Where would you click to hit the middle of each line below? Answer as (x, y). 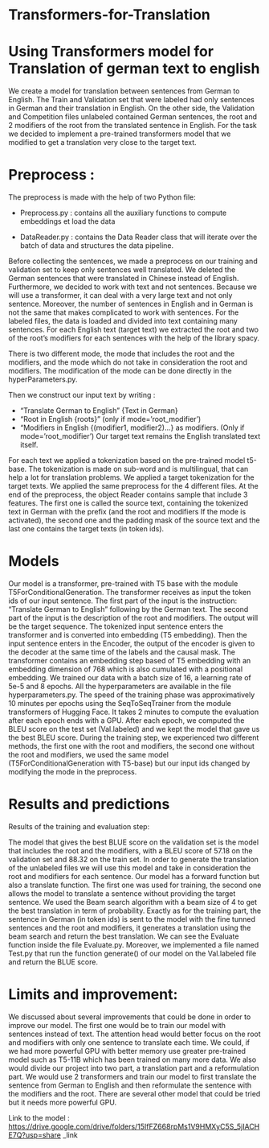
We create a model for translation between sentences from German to (124, 91)
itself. (29, 445)
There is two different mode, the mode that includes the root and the (122, 354)
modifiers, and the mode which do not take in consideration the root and (128, 362)
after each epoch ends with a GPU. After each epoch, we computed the (126, 721)
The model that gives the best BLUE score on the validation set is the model (134, 842)
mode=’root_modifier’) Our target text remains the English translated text (140, 436)
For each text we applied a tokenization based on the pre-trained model (127, 460)
